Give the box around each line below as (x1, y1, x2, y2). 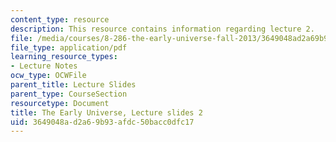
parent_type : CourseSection (10, 89, 128, 99)
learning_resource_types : (10, 52, 118, 62)
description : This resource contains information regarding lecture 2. (10, 24, 315, 34)
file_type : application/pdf (10, 42, 128, 53)
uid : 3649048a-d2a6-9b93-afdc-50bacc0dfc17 (10, 117, 195, 127)
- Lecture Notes (10, 61, 78, 71)
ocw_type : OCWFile (10, 71, 87, 81)
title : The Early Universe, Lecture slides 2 (10, 107, 203, 118)
